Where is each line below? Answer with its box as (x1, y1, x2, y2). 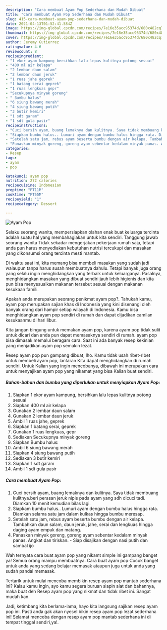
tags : (5, 155, 17, 160)
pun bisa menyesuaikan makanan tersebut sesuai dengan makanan (5, 281, 143, 287)
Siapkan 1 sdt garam (12, 461, 55, 467)
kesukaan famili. (5, 286, 39, 292)
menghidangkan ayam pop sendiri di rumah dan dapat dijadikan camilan (5, 312, 153, 317)
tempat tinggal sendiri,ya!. (5, 619, 59, 625)
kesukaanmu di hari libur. (5, 317, 57, 323)
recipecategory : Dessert (5, 201, 57, 207)
